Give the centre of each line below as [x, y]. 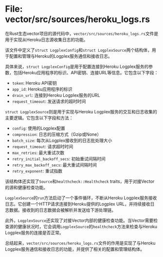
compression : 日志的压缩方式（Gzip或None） [57, 134]
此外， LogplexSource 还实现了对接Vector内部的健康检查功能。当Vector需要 [79, 220]
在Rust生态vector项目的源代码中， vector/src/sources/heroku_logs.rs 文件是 [82, 33]
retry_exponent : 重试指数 [37, 171]
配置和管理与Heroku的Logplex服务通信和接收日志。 [61, 56]
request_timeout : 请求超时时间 [43, 146]
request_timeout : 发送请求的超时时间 [49, 101]
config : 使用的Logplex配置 [39, 128]
